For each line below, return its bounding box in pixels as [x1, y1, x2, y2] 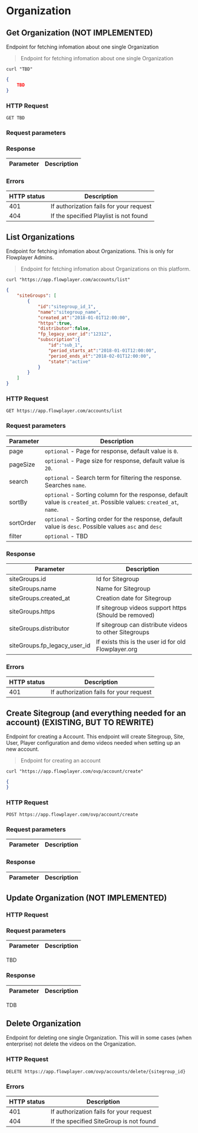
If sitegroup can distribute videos [96, 621, 187, 629]
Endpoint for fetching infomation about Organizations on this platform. [20, 265, 191, 272]
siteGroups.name [9, 584, 57, 592]
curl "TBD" [6, 66, 33, 72]
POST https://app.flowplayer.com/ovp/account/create [6, 811, 138, 818]
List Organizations [6, 232, 75, 242]
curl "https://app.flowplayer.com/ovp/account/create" [6, 768, 144, 774]
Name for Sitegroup [96, 584, 151, 592]
